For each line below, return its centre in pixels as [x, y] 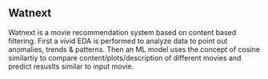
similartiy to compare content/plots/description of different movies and [125, 57]
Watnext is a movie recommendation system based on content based [122, 32]
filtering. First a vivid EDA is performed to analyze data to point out [118, 41]
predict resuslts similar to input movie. [71, 66]
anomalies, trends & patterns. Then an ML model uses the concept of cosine [134, 49]
